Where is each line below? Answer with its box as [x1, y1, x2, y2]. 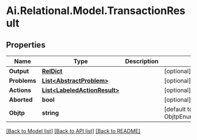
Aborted [9, 95, 33, 104]
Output [9, 67, 29, 75]
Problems [9, 77, 36, 84]
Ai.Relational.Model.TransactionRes [6, 4, 186, 18]
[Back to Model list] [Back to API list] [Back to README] [6, 128, 141, 134]
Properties [6, 40, 46, 50]
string [42, 109, 59, 117]
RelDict [42, 67, 63, 75]
